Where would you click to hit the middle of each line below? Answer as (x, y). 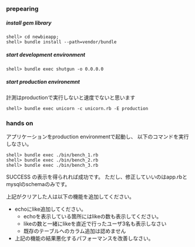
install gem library (29, 23)
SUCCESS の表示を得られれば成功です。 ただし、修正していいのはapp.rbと (97, 177)
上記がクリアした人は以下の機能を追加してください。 (70, 197)
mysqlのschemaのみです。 (38, 184)
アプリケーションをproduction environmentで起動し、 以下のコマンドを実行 (97, 137)
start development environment (46, 55)
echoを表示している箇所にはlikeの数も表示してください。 (93, 217)
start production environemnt (43, 82)
